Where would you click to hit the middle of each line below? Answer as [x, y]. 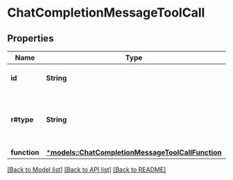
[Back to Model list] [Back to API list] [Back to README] [87, 170]
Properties [31, 38]
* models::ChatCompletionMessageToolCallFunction [134, 152]
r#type [22, 119]
